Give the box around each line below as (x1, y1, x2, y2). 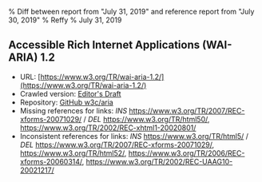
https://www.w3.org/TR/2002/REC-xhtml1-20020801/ (19, 123, 196, 133)
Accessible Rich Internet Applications (8, 38, 200, 52)
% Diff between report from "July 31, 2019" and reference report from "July (8, 7, 255, 16)
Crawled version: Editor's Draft (19, 89, 121, 98)
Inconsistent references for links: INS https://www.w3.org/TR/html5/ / (19, 131, 249, 140)
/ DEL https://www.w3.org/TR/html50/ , (83, 114, 210, 124)
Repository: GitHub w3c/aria (19, 97, 113, 107)
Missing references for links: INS (19, 105, 128, 115)
